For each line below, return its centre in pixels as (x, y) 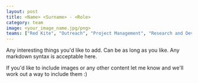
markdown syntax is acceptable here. (52, 57)
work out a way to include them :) (47, 74)
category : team (25, 22)
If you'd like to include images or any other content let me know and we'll (95, 68)
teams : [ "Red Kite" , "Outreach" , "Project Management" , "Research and (95, 34)
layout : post (22, 11)
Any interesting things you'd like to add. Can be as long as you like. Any (93, 50)
